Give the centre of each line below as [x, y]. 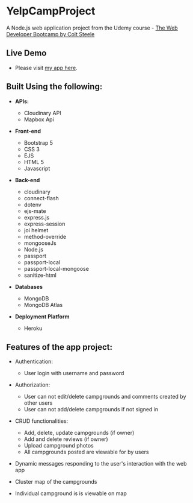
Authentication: [34, 362]
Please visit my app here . [46, 68]
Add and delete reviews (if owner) [66, 439]
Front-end [28, 131]
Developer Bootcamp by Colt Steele [51, 34]
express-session [44, 224]
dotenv [33, 204]
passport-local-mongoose [56, 268]
